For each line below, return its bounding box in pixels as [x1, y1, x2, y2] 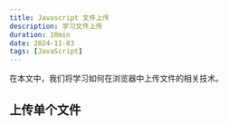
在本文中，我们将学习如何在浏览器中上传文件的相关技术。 [9, 73, 223, 84]
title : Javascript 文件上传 [9, 13, 110, 23]
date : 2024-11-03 [9, 38, 75, 48]
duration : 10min [9, 30, 71, 39]
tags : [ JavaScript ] [9, 47, 83, 56]
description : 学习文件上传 [9, 22, 103, 31]
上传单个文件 [9, 101, 81, 118]
